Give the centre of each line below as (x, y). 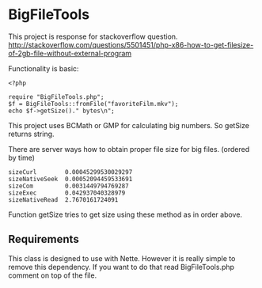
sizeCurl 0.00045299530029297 (70, 172)
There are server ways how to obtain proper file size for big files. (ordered (129, 149)
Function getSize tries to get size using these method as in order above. (125, 214)
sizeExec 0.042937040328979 (67, 193)
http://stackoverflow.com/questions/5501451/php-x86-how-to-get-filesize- (131, 44)
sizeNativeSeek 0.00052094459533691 (70, 179)
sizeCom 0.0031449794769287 (68, 186)
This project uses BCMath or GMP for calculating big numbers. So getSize (129, 125)
